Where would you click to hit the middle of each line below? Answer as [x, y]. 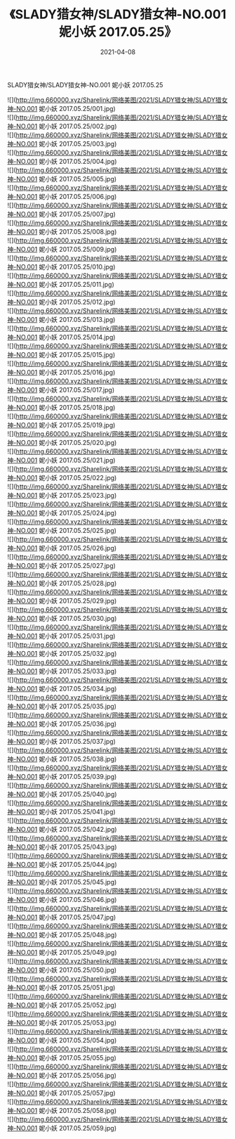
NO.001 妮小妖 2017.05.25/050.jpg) [67, 970]
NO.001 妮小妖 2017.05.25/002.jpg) [67, 126]
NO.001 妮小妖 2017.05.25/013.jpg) [66, 319]
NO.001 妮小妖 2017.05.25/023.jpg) [67, 495]
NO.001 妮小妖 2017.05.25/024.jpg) [67, 513]
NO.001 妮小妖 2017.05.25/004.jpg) [67, 161]
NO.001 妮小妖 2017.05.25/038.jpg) [67, 759]
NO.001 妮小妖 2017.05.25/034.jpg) [67, 688]
